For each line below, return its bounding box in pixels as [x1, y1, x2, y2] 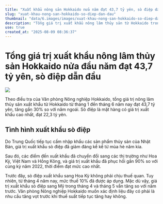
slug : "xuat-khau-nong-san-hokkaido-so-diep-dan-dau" [5, 12, 116, 16]
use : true [5, 25, 25, 30]
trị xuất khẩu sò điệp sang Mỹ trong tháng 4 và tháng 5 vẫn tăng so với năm [5, 183, 157, 189]
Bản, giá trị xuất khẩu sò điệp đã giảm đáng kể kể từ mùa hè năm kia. [5, 143, 143, 149]
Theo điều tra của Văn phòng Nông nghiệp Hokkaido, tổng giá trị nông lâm [5, 96, 154, 102]
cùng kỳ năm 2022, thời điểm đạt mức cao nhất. [5, 163, 101, 169]
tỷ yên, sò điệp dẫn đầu [5, 71, 101, 82]
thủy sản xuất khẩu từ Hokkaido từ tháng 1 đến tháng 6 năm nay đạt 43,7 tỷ [5, 101, 155, 107]
